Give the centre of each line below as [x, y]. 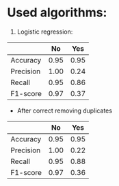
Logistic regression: [45, 32]
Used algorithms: [57, 13]
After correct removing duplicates [65, 111]
